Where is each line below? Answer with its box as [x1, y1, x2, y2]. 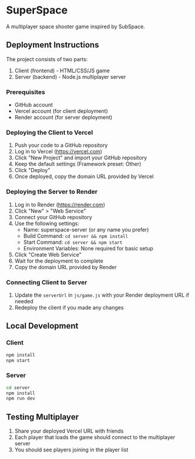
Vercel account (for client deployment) [14, 108, 109, 115]
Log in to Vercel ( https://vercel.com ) [14, 148, 103, 155]
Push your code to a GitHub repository [14, 142, 108, 149]
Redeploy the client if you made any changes [14, 304, 124, 311]
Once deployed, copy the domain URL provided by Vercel [14, 173, 154, 180]
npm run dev [6, 396, 35, 401]
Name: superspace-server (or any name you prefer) [23, 226, 149, 233]
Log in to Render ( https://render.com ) [14, 201, 106, 208]
